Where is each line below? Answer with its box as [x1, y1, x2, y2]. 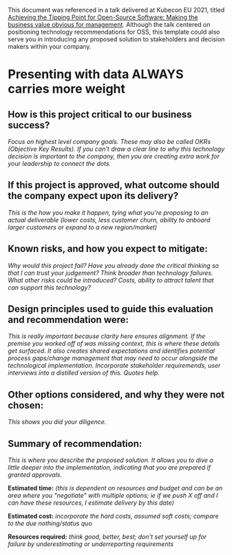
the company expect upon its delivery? [8, 190, 179, 202]
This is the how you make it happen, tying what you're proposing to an [8, 208, 209, 216]
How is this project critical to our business [8, 108, 192, 120]
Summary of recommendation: [8, 437, 143, 450]
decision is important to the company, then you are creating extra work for [8, 152, 220, 160]
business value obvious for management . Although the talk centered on [8, 21, 211, 28]
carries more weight [8, 81, 126, 97]
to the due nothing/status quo [8, 519, 92, 527]
